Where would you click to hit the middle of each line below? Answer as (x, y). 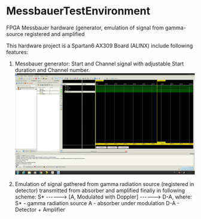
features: (17, 52)
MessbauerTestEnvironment (78, 11)
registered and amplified (55, 34)
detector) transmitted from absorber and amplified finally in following (100, 191)
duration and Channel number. (52, 70)
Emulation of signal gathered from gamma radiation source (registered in (104, 184)
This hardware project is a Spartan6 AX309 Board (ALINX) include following (100, 46)
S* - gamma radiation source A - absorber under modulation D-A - (97, 203)
